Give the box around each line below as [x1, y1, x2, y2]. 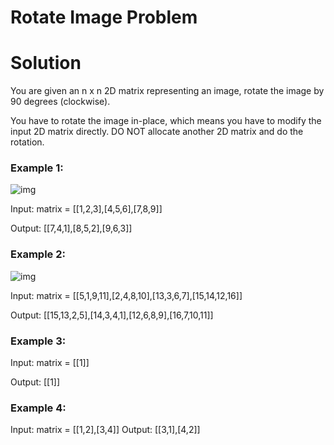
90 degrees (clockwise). [10, 96, 111, 108]
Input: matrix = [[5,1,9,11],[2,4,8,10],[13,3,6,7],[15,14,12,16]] [10, 289, 243, 301]
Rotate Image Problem [10, 6, 198, 29]
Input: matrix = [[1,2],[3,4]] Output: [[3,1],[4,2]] [10, 424, 201, 436]
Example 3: [10, 334, 67, 348]
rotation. [10, 136, 45, 148]
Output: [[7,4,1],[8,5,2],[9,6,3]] [10, 222, 133, 235]
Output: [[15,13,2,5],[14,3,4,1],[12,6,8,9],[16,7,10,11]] [10, 309, 214, 321]
